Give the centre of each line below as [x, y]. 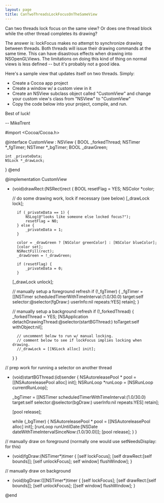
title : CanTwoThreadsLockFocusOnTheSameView [51, 14]
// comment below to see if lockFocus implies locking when [79, 340]
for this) [13, 446]
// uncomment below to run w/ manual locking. [65, 336]
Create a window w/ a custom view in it [52, 88]
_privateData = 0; [44, 268]
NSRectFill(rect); [35, 251]
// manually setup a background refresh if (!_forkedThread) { [73, 311]
